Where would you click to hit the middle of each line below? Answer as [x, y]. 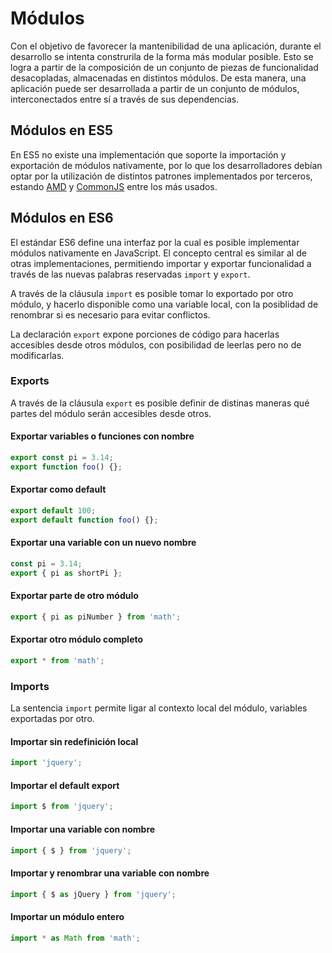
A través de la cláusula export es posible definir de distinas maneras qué [160, 403]
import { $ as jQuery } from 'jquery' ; [93, 894]
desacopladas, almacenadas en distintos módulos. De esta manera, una [158, 78]
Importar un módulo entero [67, 917]
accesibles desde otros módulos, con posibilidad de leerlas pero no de [156, 344]
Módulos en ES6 [62, 218]
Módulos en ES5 [62, 130]
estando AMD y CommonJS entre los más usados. [114, 186]
